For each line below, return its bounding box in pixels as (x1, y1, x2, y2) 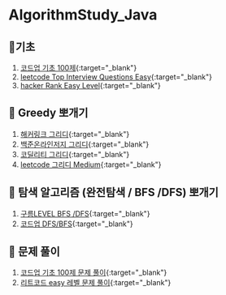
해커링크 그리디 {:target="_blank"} (20, 129, 130, 139)
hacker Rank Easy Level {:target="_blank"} (20, 81, 161, 90)
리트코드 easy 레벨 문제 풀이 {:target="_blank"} (20, 278, 172, 288)
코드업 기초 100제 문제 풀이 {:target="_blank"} (20, 267, 167, 277)
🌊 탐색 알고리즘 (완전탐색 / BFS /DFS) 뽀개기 (8, 186, 219, 199)
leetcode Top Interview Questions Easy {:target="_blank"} (20, 72, 213, 82)
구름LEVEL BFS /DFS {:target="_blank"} (20, 208, 150, 218)
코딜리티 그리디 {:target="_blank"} (20, 149, 130, 159)
